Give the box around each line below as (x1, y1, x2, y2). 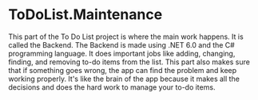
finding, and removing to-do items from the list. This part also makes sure (8, 57, 250, 67)
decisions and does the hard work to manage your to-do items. (8, 82, 216, 92)
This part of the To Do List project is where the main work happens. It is (8, 32, 244, 41)
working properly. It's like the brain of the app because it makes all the (8, 74, 240, 83)
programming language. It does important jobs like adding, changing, (8, 48, 236, 58)
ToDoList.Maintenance (8, 6, 163, 24)
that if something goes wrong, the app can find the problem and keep (8, 65, 237, 75)
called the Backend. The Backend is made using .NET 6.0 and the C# (8, 40, 236, 49)
